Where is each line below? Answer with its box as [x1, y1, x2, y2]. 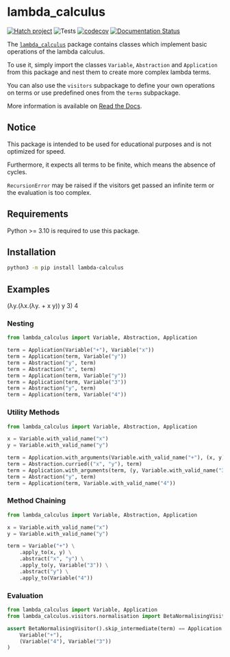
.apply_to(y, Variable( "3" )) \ [19, 562, 109, 569]
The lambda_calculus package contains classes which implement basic [7, 40, 207, 48]
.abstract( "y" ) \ [19, 568, 69, 575]
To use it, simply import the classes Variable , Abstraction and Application [7, 60, 218, 69]
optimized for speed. [7, 147, 66, 155]
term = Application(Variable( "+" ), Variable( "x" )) [7, 347, 155, 354]
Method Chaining [7, 496, 66, 505]
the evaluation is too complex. [7, 188, 92, 196]
